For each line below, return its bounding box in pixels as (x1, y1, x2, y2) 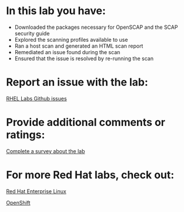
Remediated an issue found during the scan (14, 48, 121, 55)
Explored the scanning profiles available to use (14, 36, 128, 43)
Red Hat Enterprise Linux (6, 187, 66, 195)
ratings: (6, 128, 45, 142)
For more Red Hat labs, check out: (6, 168, 175, 181)
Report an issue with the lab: (6, 75, 149, 89)
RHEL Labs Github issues (6, 95, 67, 102)
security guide (14, 29, 50, 37)
